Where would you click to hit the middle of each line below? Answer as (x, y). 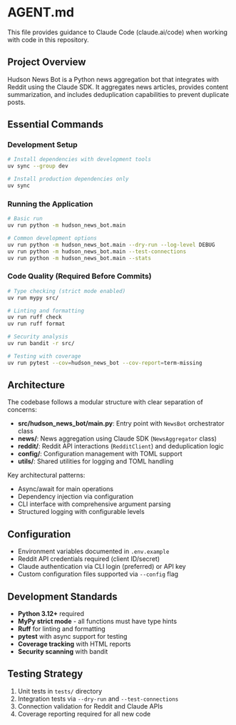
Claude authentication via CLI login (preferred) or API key (102, 567)
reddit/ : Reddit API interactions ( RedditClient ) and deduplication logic (121, 446)
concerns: (22, 410)
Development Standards (62, 596)
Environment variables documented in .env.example (93, 551)
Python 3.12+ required (51, 614)
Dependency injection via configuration (76, 497)
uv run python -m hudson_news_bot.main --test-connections (97, 251)
